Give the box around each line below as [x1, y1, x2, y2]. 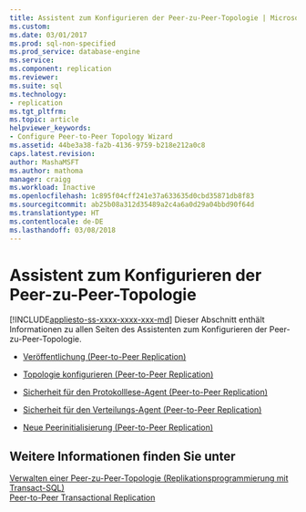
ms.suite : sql [9, 81, 64, 90]
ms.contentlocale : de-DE [9, 216, 104, 226]
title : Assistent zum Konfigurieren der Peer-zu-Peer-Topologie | [9, 13, 267, 23]
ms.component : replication [9, 65, 112, 74]
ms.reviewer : [9, 73, 59, 82]
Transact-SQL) [9, 483, 66, 494]
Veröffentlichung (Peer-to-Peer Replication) [22, 351, 187, 362]
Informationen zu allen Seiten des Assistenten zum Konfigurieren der [9, 324, 268, 335]
